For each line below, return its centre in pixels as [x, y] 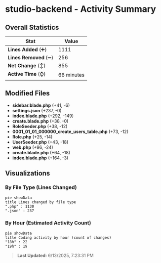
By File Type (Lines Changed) [41, 187]
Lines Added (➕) [27, 49]
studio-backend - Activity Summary [81, 9]
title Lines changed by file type [41, 202]
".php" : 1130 [20, 206]
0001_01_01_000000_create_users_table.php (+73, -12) [70, 131]
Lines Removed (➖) [30, 58]
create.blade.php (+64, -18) [41, 152]
